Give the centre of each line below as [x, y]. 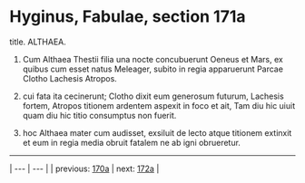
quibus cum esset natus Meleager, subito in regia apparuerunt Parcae [153, 69]
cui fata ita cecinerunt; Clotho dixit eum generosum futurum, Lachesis [153, 96]
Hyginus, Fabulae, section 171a [128, 17]
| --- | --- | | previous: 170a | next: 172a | [84, 169]
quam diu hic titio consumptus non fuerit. [99, 115]
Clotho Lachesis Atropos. [70, 78]
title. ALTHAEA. [38, 42]
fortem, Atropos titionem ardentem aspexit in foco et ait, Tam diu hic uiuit [159, 105]
